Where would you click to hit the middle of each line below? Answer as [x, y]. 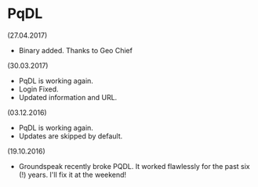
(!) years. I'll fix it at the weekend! [73, 174]
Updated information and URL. [68, 97]
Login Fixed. [39, 89]
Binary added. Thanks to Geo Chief [75, 50]
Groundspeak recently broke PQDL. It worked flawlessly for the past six [134, 166]
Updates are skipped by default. [71, 136]
